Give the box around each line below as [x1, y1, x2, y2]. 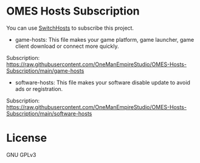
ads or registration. [15, 85, 63, 92]
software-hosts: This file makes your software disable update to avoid [15, 79, 190, 86]
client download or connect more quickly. [15, 42, 119, 50]
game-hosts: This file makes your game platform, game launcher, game [15, 36, 195, 43]
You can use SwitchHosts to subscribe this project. [6, 24, 134, 32]
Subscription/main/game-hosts [6, 67, 84, 74]
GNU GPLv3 [6, 151, 36, 158]
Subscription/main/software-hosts [6, 110, 92, 117]
